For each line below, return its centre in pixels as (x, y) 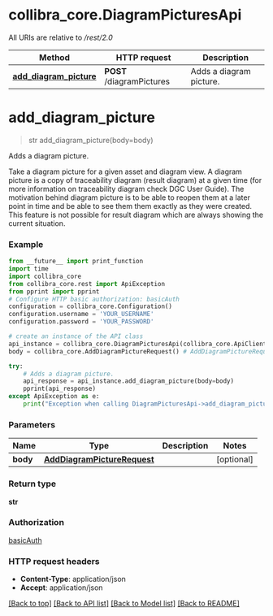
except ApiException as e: (54, 397)
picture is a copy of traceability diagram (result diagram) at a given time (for (135, 180)
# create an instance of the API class (76, 336)
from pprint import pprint (54, 291)
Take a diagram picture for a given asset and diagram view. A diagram (125, 171)
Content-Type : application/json (73, 579)
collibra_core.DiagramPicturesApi (125, 15)
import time (28, 269)
